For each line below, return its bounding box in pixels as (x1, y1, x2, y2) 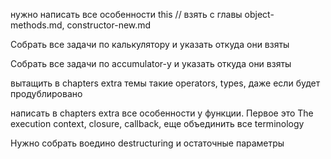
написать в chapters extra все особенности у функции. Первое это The (10, 107, 314, 119)
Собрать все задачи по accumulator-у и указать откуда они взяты (10, 58, 292, 69)
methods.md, (10, 19, 65, 31)
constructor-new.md (66, 19, 152, 31)
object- (244, 9, 275, 20)
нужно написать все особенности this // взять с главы (10, 9, 243, 20)
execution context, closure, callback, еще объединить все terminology (10, 118, 305, 129)
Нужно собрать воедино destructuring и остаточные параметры (10, 137, 285, 149)
